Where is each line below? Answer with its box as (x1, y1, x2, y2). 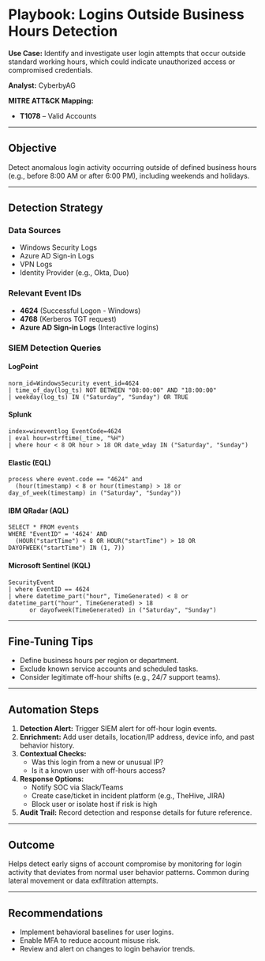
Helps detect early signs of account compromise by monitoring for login (8, 859, 242, 869)
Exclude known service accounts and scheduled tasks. (19, 664, 199, 673)
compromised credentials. (8, 65, 93, 74)
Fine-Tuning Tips (8, 635, 94, 649)
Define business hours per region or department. (19, 656, 179, 665)
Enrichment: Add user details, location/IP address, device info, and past (19, 733, 255, 742)
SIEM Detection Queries (8, 342, 102, 353)
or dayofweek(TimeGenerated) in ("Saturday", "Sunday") (28, 606, 217, 614)
